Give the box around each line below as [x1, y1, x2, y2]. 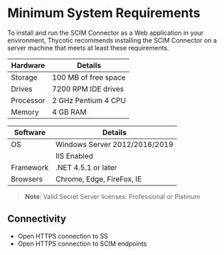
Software [14, 127, 46, 137]
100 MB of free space [52, 72, 126, 82]
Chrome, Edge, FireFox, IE [55, 174, 142, 184]
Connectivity [7, 213, 66, 225]
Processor [11, 95, 46, 105]
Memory [11, 107, 39, 116]
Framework [11, 162, 49, 172]
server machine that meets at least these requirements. [7, 43, 169, 52]
